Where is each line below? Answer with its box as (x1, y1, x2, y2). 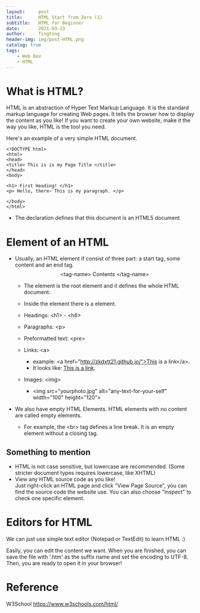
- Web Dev (17, 53, 42, 59)
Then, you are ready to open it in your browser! (6, 560, 122, 567)
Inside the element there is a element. (23, 300, 116, 308)
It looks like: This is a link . (32, 364, 96, 372)
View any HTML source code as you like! (14, 476, 115, 483)
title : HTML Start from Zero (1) (6, 14, 103, 20)
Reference (6, 581, 59, 594)
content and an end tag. (14, 261, 74, 269)
